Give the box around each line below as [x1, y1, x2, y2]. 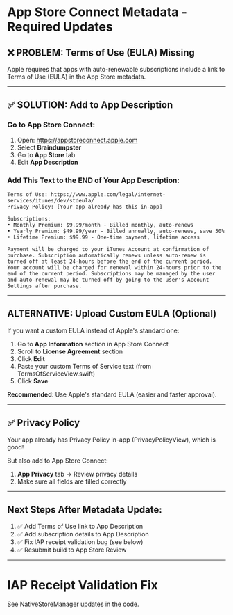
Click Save [17, 376, 49, 385]
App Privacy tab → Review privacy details [17, 470, 138, 478]
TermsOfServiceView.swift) [17, 369, 96, 378]
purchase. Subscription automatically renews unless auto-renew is [7, 252, 207, 259]
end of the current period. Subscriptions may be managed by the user [7, 270, 216, 277]
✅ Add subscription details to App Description [17, 530, 149, 538]
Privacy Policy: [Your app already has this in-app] [7, 203, 163, 210]
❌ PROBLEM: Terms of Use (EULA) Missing [7, 47, 196, 58]
